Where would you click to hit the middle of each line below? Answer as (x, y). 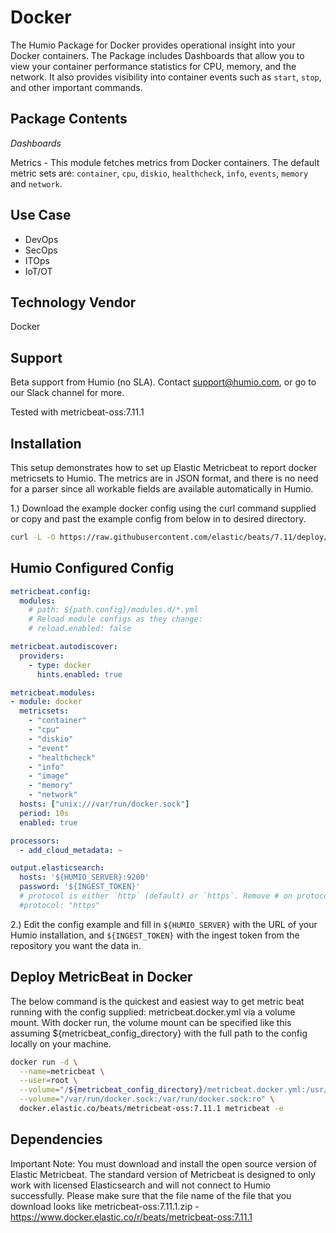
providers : (42, 656)
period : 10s (44, 813)
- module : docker (46, 702)
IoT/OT (38, 271)
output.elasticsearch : (57, 868)
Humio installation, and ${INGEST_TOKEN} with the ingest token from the (155, 935)
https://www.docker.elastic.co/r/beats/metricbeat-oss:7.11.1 (131, 1217)
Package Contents (69, 119)
